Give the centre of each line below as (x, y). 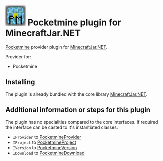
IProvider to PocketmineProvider (47, 137)
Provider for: (18, 56)
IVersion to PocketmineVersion (45, 147)
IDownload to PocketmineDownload (48, 153)
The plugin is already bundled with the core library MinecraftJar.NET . (76, 94)
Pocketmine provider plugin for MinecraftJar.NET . (56, 47)
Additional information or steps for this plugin (78, 110)
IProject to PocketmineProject (44, 142)
